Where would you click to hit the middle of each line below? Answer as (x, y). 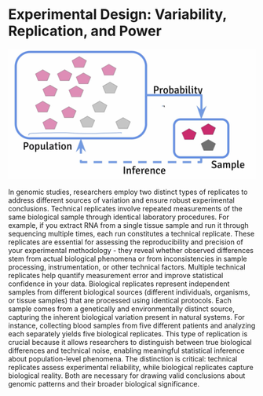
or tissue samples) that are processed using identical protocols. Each (120, 300)
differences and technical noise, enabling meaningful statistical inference (126, 350)
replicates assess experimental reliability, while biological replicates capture (131, 367)
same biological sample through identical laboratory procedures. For (119, 217)
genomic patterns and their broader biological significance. (104, 383)
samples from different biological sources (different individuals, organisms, (129, 291)
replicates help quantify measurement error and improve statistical (116, 275)
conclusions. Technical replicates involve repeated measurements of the (125, 208)
